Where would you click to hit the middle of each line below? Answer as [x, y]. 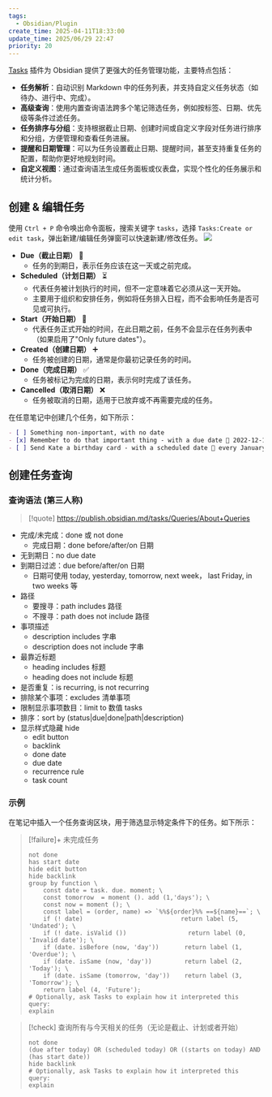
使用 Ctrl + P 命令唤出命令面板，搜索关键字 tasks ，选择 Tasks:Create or [131, 227]
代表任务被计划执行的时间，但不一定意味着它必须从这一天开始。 [138, 288]
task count [50, 780]
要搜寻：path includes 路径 [77, 607]
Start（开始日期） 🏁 [53, 318]
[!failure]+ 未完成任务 [64, 839]
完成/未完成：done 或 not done [72, 535]
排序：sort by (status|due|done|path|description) [102, 718]
